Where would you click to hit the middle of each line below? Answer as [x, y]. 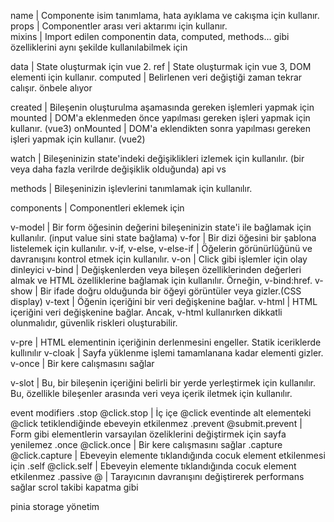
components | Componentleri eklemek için [97, 208]
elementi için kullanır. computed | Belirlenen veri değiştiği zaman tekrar [156, 77]
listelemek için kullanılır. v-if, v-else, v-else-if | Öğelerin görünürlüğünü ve [161, 248]
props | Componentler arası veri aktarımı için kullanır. [119, 26]
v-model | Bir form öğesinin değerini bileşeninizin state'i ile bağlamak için [161, 227]
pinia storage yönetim [55, 506]
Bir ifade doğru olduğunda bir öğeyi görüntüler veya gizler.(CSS [170, 291]
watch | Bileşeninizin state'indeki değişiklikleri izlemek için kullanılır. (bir [157, 158]
